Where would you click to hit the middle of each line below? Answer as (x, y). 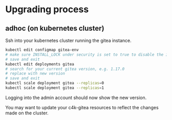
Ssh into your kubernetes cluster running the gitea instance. (68, 40)
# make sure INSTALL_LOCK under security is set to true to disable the (84, 55)
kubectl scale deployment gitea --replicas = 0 (55, 83)
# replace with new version (35, 74)
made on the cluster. (27, 113)
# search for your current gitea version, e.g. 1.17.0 (65, 69)
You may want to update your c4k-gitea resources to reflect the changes (82, 107)
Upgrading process (47, 9)
